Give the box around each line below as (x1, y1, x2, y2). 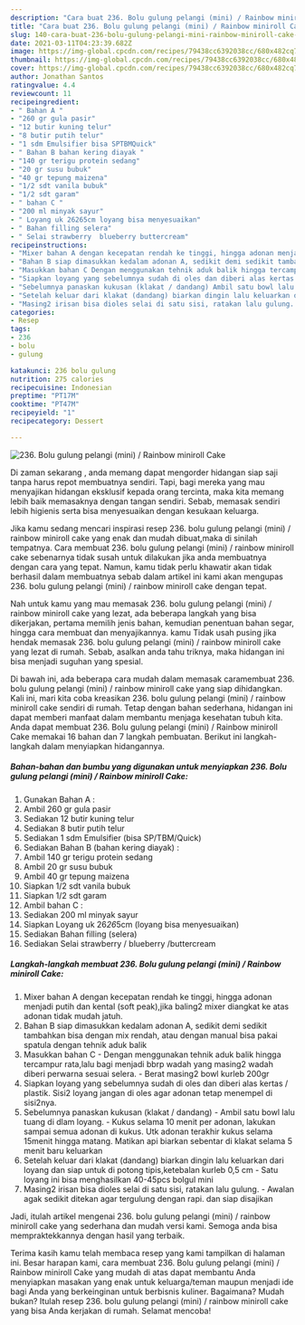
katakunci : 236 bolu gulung (10, 366, 117, 376)
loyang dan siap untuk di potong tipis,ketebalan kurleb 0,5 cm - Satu (23, 1164, 279, 1175)
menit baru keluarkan (23, 1145, 103, 1156)
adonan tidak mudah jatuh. (23, 1010, 123, 1021)
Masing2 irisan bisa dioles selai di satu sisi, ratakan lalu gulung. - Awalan (23, 1183, 295, 1195)
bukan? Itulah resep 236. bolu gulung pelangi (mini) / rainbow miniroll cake (10, 1295, 289, 1306)
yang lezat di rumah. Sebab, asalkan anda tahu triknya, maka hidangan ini (10, 646, 285, 657)
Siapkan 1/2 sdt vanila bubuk (23, 880, 131, 891)
